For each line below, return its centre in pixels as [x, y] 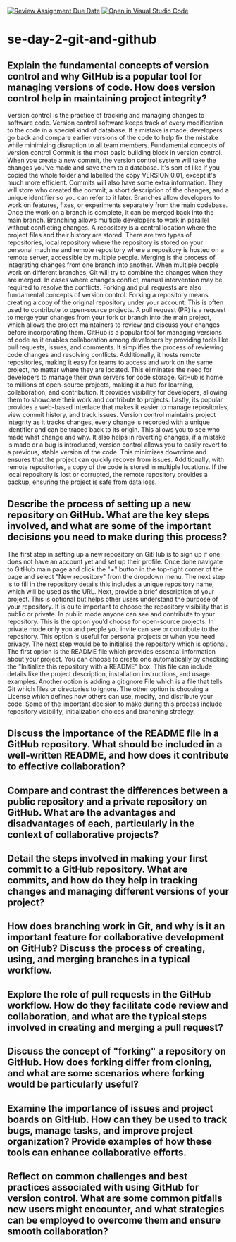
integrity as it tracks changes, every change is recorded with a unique [108, 422]
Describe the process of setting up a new [99, 504]
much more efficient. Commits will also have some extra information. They [115, 182]
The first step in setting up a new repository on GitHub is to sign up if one [114, 554]
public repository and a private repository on [107, 801]
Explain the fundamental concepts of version [108, 65]
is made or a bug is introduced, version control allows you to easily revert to [117, 445]
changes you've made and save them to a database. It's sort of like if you [114, 168]
